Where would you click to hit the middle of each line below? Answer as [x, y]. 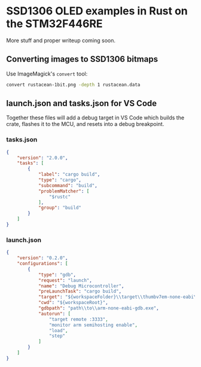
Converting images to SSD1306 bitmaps [82, 59]
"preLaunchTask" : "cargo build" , [80, 291]
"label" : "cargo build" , [69, 175]
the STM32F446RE [54, 24]
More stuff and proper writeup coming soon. [61, 40]
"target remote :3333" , [79, 319]
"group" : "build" [60, 208]
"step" [57, 336]
